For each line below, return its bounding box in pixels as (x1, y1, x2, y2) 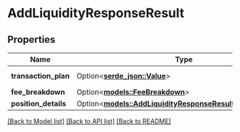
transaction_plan (11, 71, 70, 81)
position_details (11, 98, 66, 108)
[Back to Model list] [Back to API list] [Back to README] (7, 117, 171, 126)
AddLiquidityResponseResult (7, 5, 184, 21)
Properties (7, 34, 56, 46)
